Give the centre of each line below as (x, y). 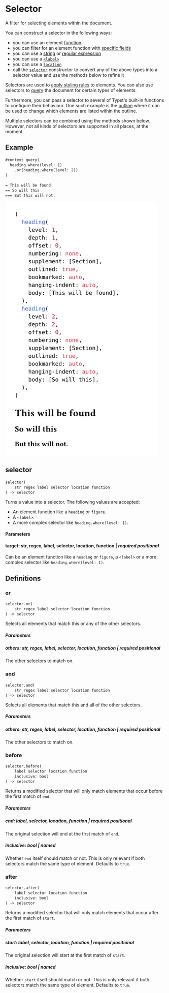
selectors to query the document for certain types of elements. (71, 90)
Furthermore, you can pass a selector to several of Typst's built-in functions (85, 100)
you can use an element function (47, 42)
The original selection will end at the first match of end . (62, 833)
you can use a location (37, 64)
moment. (14, 131)
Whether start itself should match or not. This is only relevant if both (77, 980)
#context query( (22, 160)
